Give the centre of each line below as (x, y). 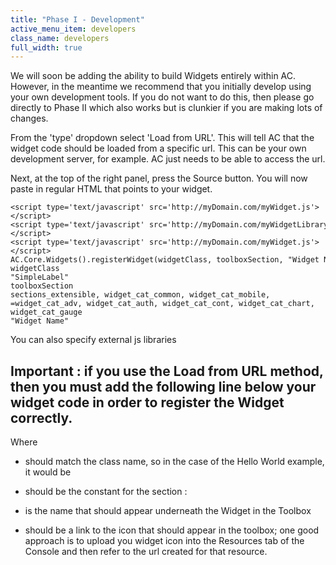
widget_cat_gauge (46, 312)
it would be (48, 472)
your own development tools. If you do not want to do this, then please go (162, 97)
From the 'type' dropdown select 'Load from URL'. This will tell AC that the (162, 138)
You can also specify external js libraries (93, 340)
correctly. (41, 417)
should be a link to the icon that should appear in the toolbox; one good (172, 530)
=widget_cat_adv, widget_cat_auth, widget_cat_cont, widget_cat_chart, (162, 304)
